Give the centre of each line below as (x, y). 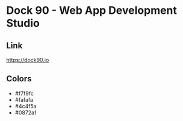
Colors (19, 79)
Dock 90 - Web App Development (92, 11)
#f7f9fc (24, 93)
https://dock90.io (28, 60)
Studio (23, 23)
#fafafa (24, 99)
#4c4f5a (26, 106)
